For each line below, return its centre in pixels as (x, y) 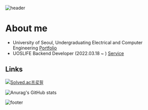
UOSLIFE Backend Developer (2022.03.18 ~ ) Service (68, 53)
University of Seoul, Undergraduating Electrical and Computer (78, 42)
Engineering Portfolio (35, 48)
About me (26, 29)
